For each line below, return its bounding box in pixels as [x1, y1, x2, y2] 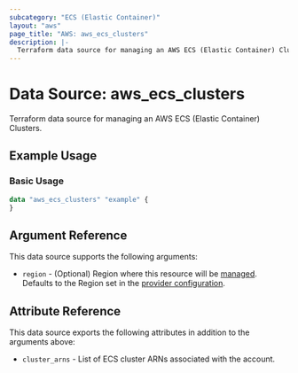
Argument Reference [9, 228, 128, 243]
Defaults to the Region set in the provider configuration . [21, 278, 226, 289]
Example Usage [9, 148, 98, 164]
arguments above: [9, 337, 75, 347]
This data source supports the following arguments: [9, 252, 198, 262]
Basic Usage [9, 175, 65, 187]
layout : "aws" [9, 21, 62, 30]
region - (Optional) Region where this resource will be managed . [21, 268, 257, 279]
